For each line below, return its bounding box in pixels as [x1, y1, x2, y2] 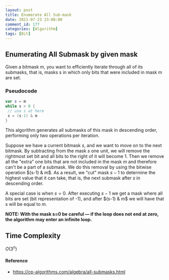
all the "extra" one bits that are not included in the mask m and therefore [5, 159, 157, 165]
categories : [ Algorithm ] [5, 27, 58, 32]
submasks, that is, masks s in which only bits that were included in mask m [5, 69, 162, 75]
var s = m [5, 99, 26, 104]
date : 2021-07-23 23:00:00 [5, 17, 63, 22]
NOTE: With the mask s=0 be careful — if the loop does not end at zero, [5, 211, 159, 217]
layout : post [5, 7, 33, 13]
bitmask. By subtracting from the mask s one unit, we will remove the [5, 148, 150, 154]
